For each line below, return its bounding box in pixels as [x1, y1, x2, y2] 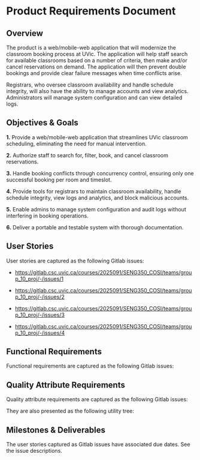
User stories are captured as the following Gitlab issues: [6, 257, 144, 264]
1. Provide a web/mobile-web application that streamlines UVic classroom [6, 133, 189, 141]
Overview [6, 28, 44, 38]
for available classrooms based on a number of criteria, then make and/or [6, 57, 187, 64]
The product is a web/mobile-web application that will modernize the [6, 44, 177, 51]
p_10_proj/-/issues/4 [14, 329, 65, 336]
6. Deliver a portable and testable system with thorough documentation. [6, 223, 184, 231]
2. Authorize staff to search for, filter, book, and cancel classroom [6, 151, 169, 159]
